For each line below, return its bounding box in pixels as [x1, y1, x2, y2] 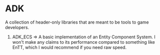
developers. [5, 24, 30, 30]
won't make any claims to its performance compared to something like [12, 39, 155, 45]
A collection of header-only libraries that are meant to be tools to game [5, 19, 149, 25]
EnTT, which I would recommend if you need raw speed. [12, 44, 127, 50]
